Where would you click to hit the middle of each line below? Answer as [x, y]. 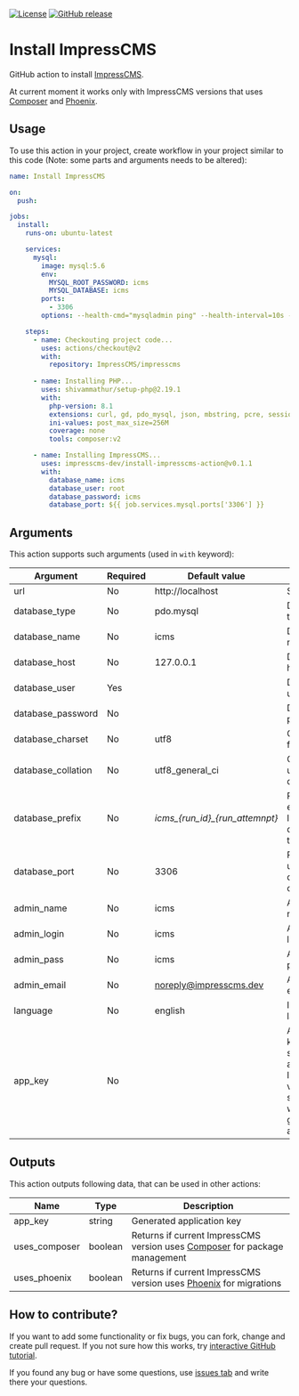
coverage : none [77, 431]
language [33, 1010]
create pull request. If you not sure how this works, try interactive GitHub [142, 1345]
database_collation [53, 770]
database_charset [51, 739]
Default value [217, 576]
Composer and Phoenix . [53, 101]
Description [208, 1205]
